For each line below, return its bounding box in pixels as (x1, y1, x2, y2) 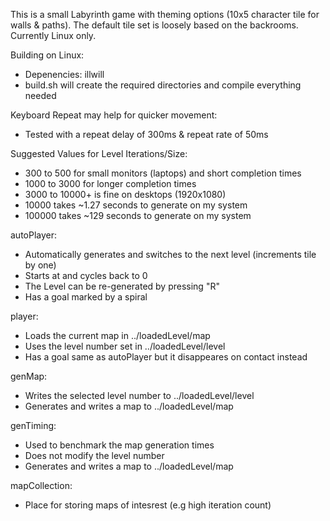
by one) (24, 259, 57, 271)
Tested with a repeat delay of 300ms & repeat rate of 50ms (24, 129, 269, 140)
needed (24, 90, 57, 101)
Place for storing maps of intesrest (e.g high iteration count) (24, 499, 272, 511)
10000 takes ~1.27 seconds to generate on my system (24, 199, 248, 211)
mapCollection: (10, 480, 73, 491)
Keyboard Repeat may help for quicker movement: (10, 109, 218, 121)
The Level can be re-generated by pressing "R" (24, 280, 220, 292)
